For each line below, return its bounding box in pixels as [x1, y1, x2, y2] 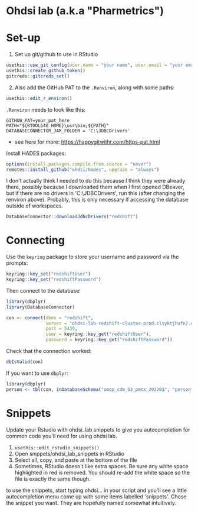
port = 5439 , [45, 326, 78, 332]
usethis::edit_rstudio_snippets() [14, 445, 100, 451]
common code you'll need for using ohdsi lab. [6, 432, 117, 439]
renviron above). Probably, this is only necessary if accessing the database [6, 196, 189, 203]
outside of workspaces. [6, 202, 64, 209]
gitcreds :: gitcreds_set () [6, 73, 70, 79]
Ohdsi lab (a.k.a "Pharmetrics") [6, 4, 164, 18]
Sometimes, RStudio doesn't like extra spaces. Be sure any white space [14, 462, 189, 469]
